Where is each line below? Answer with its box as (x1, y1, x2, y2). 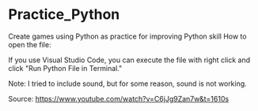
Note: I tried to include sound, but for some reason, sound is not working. (8, 79, 247, 88)
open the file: (8, 39, 51, 49)
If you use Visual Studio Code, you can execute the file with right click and (8, 55, 251, 65)
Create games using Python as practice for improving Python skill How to (8, 31, 247, 41)
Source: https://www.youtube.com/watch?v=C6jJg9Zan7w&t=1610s (8, 94, 230, 103)
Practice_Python (8, 6, 120, 24)
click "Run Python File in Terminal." (8, 63, 123, 72)
